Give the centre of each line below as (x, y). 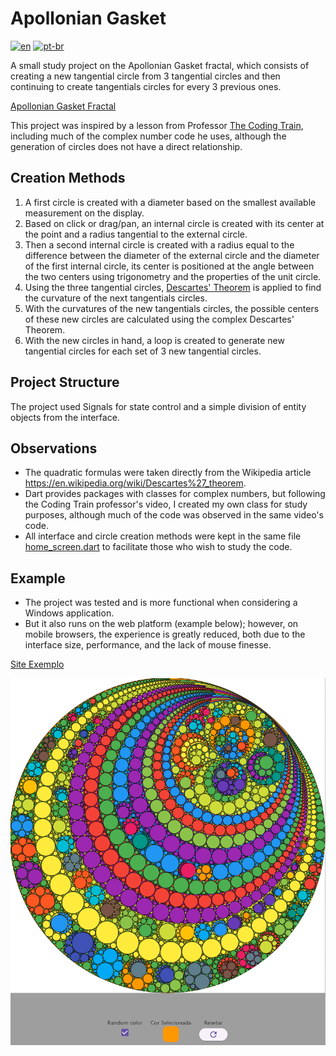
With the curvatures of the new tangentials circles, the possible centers (172, 308)
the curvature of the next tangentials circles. (116, 298)
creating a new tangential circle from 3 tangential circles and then (145, 76)
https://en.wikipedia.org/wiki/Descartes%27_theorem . (135, 483)
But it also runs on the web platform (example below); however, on (161, 624)
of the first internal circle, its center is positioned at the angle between (169, 266)
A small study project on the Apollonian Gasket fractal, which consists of (160, 65)
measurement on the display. (84, 213)
